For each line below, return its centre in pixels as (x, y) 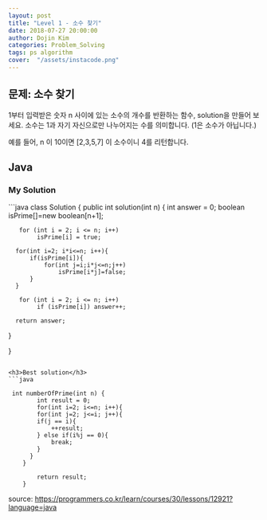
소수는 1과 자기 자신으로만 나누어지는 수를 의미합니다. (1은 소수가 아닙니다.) (141, 125)
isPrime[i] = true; (69, 237)
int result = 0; (64, 401)
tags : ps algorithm (41, 53)
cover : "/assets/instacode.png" (64, 61)
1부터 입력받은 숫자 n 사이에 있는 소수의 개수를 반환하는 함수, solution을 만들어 (130, 115)
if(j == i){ (57, 422)
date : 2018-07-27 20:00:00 (53, 30)
